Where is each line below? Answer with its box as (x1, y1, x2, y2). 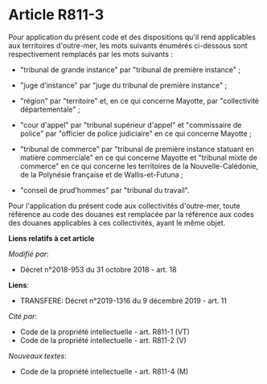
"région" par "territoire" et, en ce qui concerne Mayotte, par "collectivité (19, 96, 260, 105)
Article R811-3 (8, 6, 105, 24)
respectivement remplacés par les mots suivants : (8, 49, 173, 59)
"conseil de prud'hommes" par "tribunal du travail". (19, 185, 190, 194)
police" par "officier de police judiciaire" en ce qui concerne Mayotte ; (19, 129, 252, 138)
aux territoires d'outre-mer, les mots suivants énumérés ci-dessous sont (8, 40, 248, 50)
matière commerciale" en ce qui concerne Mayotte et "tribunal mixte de (19, 153, 257, 162)
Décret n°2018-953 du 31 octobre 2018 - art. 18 (19, 264, 177, 274)
